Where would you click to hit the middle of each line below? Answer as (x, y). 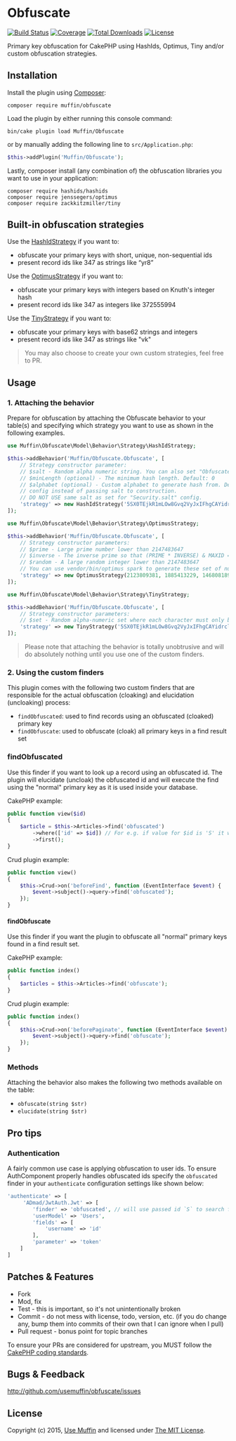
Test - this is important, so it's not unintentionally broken (99, 1309)
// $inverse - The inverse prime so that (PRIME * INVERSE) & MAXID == (127, 556)
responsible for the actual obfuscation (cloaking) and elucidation (101, 695)
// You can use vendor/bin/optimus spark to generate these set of (120, 569)
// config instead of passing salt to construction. (99, 491)
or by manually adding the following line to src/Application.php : (100, 144)
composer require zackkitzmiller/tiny (64, 203)
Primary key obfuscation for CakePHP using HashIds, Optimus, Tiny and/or (116, 46)
